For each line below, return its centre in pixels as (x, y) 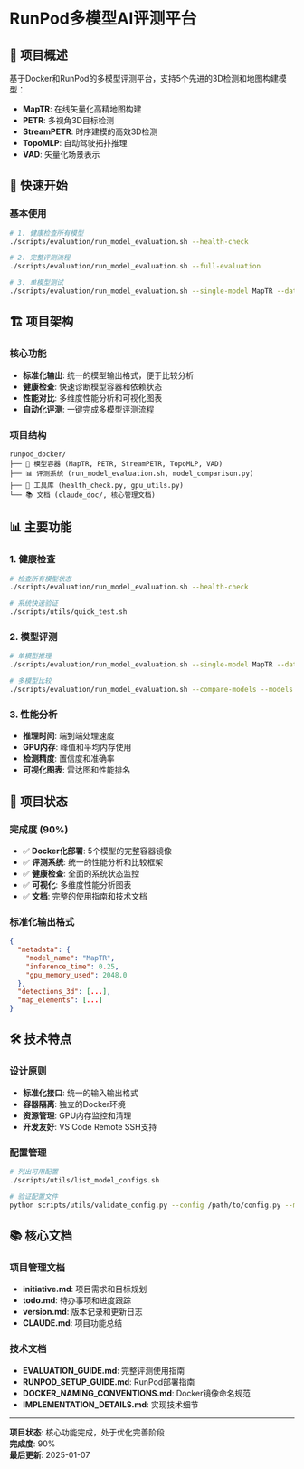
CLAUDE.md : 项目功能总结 (72, 1323)
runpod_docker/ (38, 454)
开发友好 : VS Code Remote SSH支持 (90, 1126)
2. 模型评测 (33, 637)
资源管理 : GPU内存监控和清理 (77, 1115)
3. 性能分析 (33, 715)
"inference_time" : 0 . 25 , (72, 967)
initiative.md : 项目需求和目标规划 (85, 1289)
